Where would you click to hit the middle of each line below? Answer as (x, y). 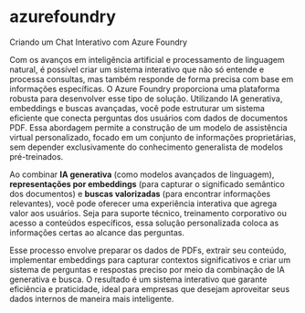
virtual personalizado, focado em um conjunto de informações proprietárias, (153, 137)
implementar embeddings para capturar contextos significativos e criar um (150, 260)
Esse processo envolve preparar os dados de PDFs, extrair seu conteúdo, (148, 250)
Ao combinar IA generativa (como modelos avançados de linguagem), (142, 174)
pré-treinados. (37, 156)
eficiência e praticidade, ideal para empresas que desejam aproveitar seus (150, 288)
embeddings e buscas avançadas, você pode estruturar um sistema (137, 108)
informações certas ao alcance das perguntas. (97, 232)
